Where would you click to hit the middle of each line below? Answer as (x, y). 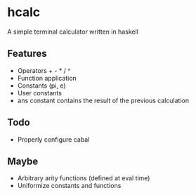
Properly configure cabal (53, 139)
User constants (39, 93)
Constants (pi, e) (41, 86)
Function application (47, 78)
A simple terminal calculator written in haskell (73, 32)
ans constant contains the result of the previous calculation (103, 100)
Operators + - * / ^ (44, 70)
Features (27, 54)
